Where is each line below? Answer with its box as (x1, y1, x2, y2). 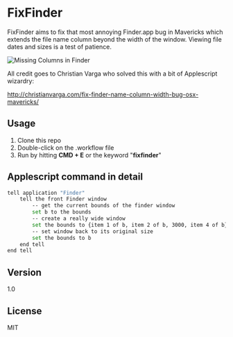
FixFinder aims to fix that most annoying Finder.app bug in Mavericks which (7, 28, 223, 36)
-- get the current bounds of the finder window (32, 202, 175, 209)
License (7, 305, 42, 317)
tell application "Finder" (7, 189, 85, 196)
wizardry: (7, 76, 35, 85)
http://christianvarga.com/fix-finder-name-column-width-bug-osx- (7, 90, 199, 98)
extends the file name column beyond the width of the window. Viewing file (7, 35, 222, 43)
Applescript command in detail (7, 171, 144, 183)
